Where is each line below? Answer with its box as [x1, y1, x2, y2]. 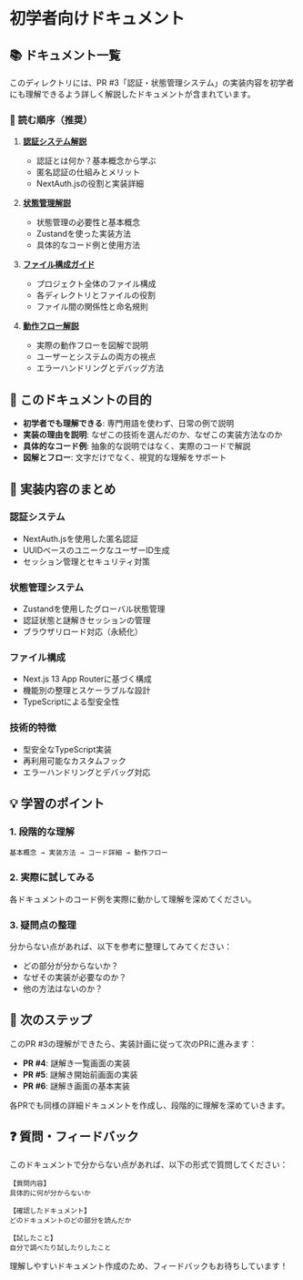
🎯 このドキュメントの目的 [9, 392, 152, 407]
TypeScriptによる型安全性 [22, 696, 120, 707]
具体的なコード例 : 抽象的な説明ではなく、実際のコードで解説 [22, 441, 251, 452]
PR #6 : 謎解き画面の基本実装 [22, 1080, 130, 1091]
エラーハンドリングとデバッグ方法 [35, 363, 165, 374]
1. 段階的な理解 [9, 825, 76, 838]
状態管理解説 [22, 198, 71, 209]
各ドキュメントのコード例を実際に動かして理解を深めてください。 [9, 894, 257, 905]
